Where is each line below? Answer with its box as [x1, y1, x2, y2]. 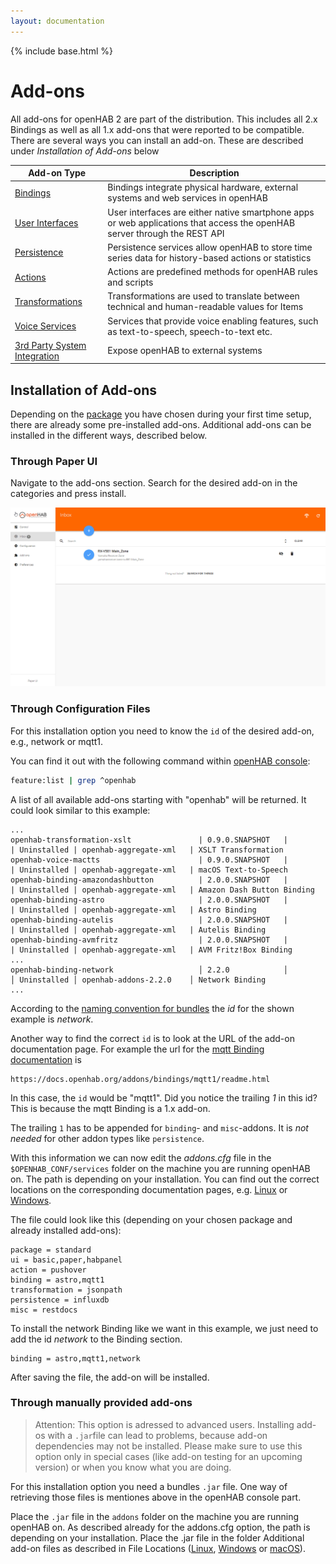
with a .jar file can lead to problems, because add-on [47, 1429, 268, 1441]
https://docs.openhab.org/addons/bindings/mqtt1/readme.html [10, 1074, 271, 1084]
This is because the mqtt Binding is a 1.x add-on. [10, 1102, 211, 1114]
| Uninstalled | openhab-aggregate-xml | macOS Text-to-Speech [10, 865, 288, 875]
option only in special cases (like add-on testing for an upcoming [34, 1450, 303, 1462]
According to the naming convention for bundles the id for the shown [10, 1002, 295, 1014]
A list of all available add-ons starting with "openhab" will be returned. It [10, 793, 307, 805]
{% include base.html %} [10, 45, 113, 57]
